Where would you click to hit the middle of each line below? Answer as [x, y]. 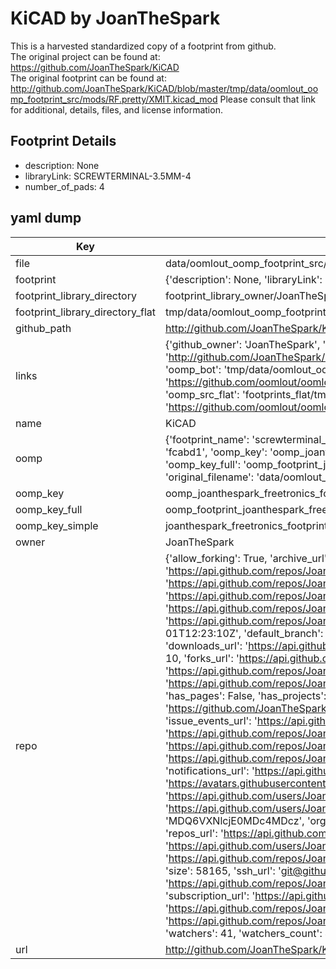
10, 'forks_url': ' [202, 658]
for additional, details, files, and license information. [116, 109]
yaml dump [46, 218]
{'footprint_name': [207, 439]
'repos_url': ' [194, 833]
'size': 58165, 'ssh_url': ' [223, 870]
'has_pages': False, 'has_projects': [245, 695]
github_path [43, 328]
